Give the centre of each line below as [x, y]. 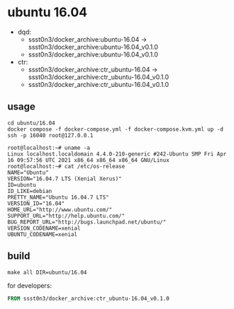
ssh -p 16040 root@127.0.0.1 [50, 135]
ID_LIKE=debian [30, 191]
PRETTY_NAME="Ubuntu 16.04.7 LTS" [58, 197]
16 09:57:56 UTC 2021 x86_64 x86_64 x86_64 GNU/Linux [89, 160]
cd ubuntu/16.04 [31, 123]
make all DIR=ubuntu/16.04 [47, 272]
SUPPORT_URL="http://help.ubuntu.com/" [66, 216]
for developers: [29, 285]
